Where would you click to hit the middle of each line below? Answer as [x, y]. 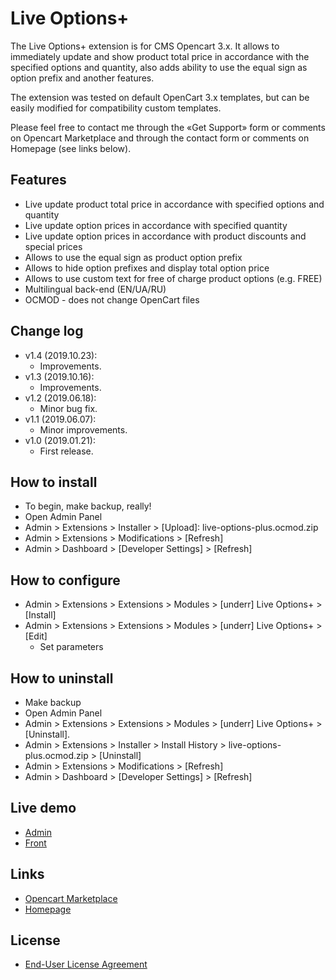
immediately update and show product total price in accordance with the [160, 56]
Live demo [43, 808]
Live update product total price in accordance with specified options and [174, 204]
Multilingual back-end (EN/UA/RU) [95, 289]
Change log [47, 331]
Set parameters [71, 647]
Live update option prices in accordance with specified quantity [156, 225]
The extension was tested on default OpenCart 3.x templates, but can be [160, 97]
